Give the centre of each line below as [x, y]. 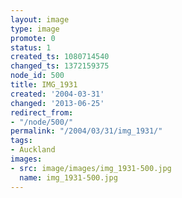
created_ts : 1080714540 [60, 57]
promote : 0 [33, 38]
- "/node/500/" [42, 122]
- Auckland [33, 150]
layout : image [40, 19]
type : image [35, 29]
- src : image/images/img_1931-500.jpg [91, 168]
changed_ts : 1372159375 [60, 66]
